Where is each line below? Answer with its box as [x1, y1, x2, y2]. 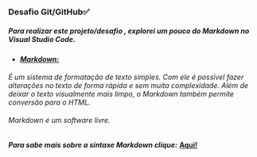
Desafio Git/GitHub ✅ [8, 6, 90, 17]
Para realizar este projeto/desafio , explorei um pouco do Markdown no [8, 26, 250, 36]
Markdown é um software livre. [8, 116, 111, 125]
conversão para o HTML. [8, 98, 91, 107]
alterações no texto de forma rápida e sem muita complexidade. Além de [8, 80, 249, 90]
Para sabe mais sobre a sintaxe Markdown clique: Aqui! [8, 140, 198, 149]
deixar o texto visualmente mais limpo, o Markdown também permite [8, 89, 235, 98]
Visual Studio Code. [8, 34, 76, 44]
